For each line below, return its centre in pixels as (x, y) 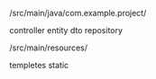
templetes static (39, 65)
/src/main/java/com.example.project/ (78, 13)
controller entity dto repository (66, 30)
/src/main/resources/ (49, 48)
